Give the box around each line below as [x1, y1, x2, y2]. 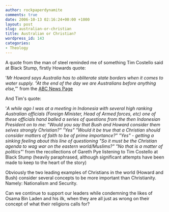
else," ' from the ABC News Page [5, 85, 73, 92]
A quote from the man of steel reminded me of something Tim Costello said [5, 59, 163, 65]
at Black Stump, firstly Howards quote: [5, 65, 86, 71]
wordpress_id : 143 [5, 36, 44, 41]
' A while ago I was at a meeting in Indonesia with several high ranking [5, 105, 153, 111]
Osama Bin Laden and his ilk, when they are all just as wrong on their [5, 195, 150, 201]
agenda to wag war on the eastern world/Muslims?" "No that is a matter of [5, 143, 163, 149]
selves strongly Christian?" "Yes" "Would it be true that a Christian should [5, 127, 160, 133]
